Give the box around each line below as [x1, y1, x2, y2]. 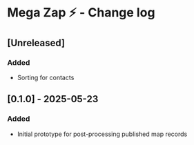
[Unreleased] [7, 37, 66, 48]
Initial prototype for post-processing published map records [17, 130, 188, 138]
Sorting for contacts [17, 73, 75, 81]
